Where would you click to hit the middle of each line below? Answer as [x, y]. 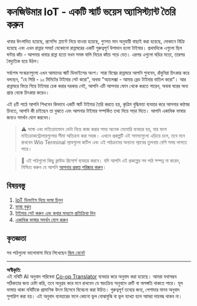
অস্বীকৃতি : [14, 270]
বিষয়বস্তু [16, 186]
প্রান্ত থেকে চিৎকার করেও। [28, 92]
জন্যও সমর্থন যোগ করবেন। [29, 117]
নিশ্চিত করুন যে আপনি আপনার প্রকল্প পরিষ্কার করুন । [64, 167]
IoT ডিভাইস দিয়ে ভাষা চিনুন [39, 200]
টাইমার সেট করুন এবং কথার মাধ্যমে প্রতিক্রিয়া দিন [55, 213]
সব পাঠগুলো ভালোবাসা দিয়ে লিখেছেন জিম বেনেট [46, 252]
